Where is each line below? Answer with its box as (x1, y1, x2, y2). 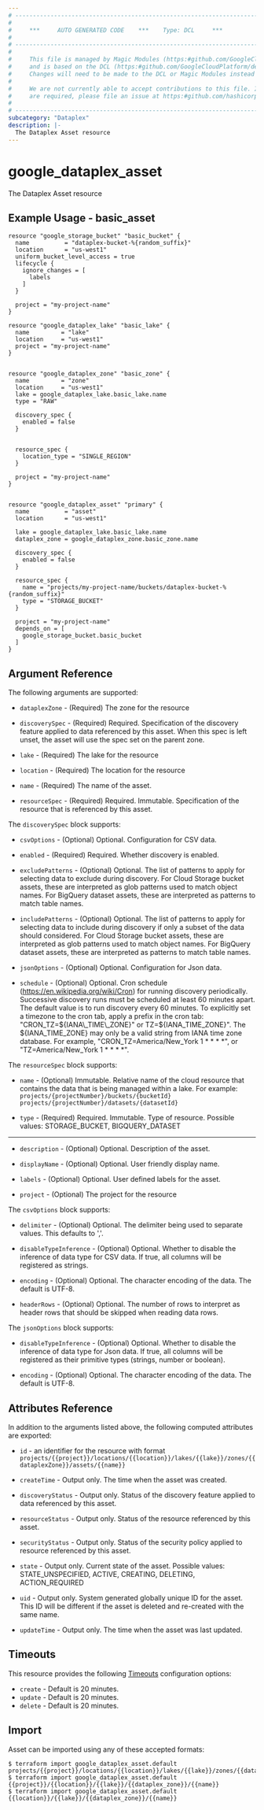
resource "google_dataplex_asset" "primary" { (8, 501, 163, 509)
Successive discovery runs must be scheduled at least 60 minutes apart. (19, 995, 255, 1005)
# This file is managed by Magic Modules (8, 56, 159, 64)
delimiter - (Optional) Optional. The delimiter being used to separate (19, 1220, 244, 1230)
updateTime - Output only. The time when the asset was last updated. (19, 1625, 243, 1634)
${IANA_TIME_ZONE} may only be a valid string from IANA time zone (19, 1028, 242, 1038)
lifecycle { (15, 260, 55, 268)
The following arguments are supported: (8, 688, 139, 698)
